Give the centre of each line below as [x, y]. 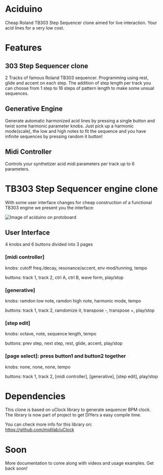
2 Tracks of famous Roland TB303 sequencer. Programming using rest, [77, 78]
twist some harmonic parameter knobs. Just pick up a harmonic [70, 126]
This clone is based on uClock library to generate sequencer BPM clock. [78, 410]
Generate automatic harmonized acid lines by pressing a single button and [80, 120]
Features [23, 48]
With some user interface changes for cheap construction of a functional [79, 202]
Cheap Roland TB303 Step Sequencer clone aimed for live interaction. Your [81, 23]
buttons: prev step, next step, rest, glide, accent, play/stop [64, 343]
